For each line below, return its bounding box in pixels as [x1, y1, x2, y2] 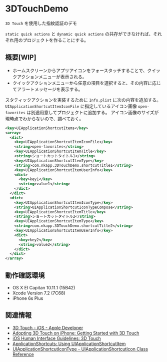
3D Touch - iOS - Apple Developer [12, 324, 83, 330]
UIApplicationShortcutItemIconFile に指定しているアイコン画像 [5, 103, 137, 109]
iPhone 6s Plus [12, 295, 43, 301]
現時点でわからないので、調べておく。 [5, 116, 84, 122]
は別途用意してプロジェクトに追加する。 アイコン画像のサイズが [26, 109, 159, 115]
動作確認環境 [5, 271, 45, 279]
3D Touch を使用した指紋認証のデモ [5, 20, 77, 26]
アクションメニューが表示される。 [16, 74, 87, 80]
